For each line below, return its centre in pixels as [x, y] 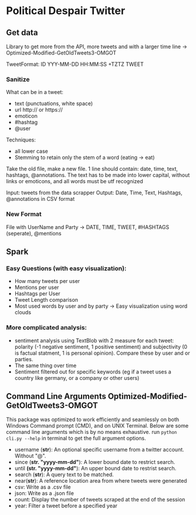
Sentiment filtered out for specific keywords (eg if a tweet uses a [93, 372]
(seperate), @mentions [34, 233]
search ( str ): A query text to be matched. [64, 474]
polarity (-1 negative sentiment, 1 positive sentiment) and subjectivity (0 [101, 346]
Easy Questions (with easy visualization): [66, 268]
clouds [23, 312]
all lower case [31, 152]
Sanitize [18, 79]
